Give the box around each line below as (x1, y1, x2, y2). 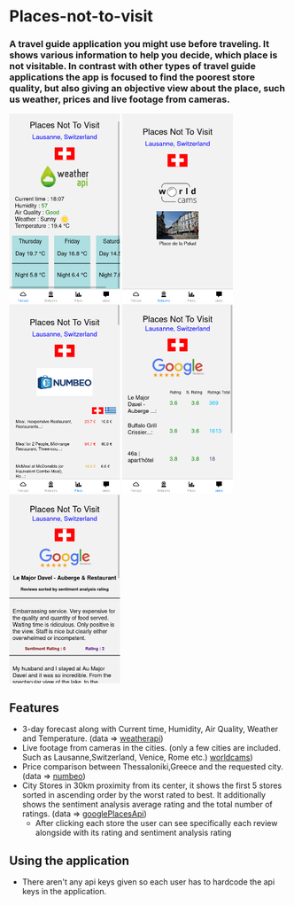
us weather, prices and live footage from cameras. (9, 93, 230, 105)
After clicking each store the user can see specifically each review (35, 818, 278, 829)
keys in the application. (21, 886, 107, 897)
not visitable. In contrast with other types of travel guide (9, 60, 257, 73)
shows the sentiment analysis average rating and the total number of (21, 800, 273, 810)
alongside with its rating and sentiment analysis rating (35, 827, 232, 839)
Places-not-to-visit (9, 6, 153, 27)
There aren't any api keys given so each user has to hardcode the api (21, 877, 275, 887)
